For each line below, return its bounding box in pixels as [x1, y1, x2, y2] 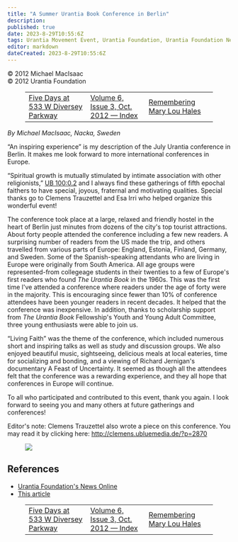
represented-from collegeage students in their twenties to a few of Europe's [7, 267, 229, 276]
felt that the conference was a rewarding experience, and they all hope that [7, 371, 227, 380]
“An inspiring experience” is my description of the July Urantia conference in [7, 142, 231, 151]
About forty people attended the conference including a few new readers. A [7, 230, 229, 238]
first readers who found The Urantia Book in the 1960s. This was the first [7, 275, 220, 283]
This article [17, 490, 51, 498]
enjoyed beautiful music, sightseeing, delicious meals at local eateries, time [7, 349, 228, 358]
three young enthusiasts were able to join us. [7, 320, 138, 329]
